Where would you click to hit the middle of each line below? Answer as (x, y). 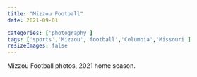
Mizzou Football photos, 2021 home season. (71, 66)
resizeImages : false (38, 46)
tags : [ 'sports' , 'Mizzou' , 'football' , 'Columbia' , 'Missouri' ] (99, 39)
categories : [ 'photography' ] (50, 33)
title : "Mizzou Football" (45, 14)
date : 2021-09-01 (33, 20)
